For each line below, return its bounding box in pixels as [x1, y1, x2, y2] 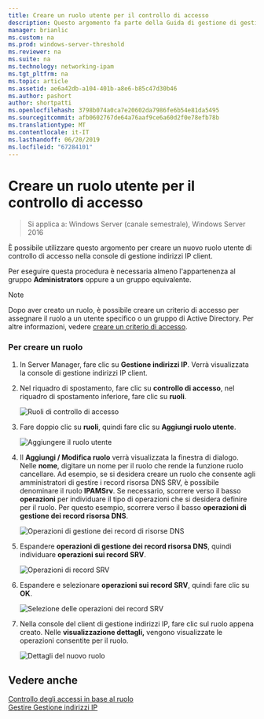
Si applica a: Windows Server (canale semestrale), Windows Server [27, 219, 246, 229]
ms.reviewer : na [8, 48, 61, 56]
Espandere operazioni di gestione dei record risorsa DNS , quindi [19, 541, 232, 551]
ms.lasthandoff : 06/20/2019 [8, 135, 101, 144]
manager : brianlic [8, 26, 68, 34]
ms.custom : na [8, 33, 55, 42]
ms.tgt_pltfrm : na [8, 70, 68, 78]
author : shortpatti [8, 99, 72, 107]
